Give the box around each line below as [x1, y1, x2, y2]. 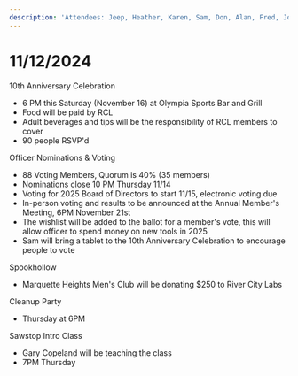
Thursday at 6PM [21, 313, 86, 324]
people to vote [21, 244, 75, 255]
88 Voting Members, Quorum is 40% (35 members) [21, 169, 211, 180]
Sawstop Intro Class [9, 330, 82, 341]
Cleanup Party [9, 295, 62, 306]
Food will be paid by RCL [21, 107, 114, 118]
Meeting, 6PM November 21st [21, 207, 131, 218]
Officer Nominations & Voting [9, 152, 116, 163]
